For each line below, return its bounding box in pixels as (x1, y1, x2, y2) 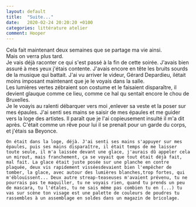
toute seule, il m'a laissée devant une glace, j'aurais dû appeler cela (6, 149, 191, 155)
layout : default (6, 8, 46, 15)
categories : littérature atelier (6, 25, 88, 31)
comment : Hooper (6, 30, 46, 36)
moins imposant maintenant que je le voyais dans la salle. (6, 77, 145, 85)
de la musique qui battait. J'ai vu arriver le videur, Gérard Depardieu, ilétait (6, 72, 186, 79)
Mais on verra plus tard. (6, 53, 63, 60)
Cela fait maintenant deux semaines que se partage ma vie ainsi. (6, 46, 163, 53)
